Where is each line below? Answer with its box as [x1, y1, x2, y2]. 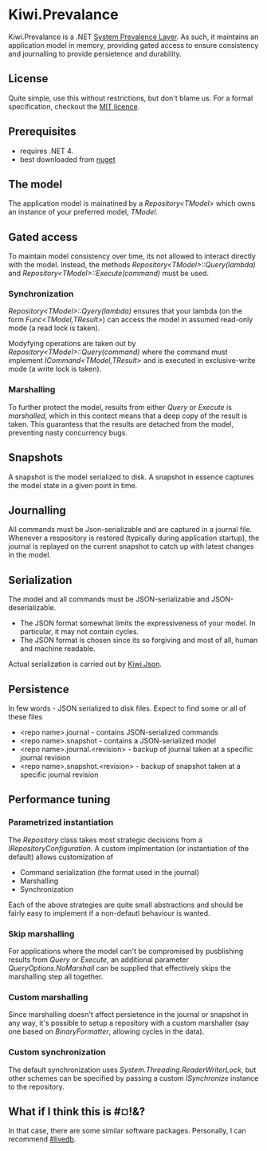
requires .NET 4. [19, 146, 74, 156]
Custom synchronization [8, 1047, 106, 1058]
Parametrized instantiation [8, 817, 114, 828]
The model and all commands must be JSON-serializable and [8, 594, 210, 604]
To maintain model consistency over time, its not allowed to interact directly [8, 251, 257, 261]
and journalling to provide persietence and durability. [8, 49, 182, 58]
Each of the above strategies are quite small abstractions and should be [8, 900, 244, 909]
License [8, 72, 49, 85]
